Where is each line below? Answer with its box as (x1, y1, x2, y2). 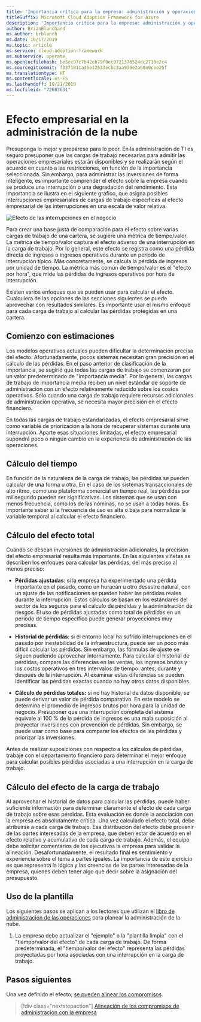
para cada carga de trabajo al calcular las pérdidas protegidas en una (6, 307, 178, 315)
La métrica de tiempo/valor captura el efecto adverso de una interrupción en (6, 238, 195, 246)
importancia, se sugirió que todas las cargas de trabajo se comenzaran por (6, 366, 191, 373)
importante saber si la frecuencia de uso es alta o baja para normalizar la (6, 507, 186, 514)
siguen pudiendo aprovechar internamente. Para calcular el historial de (14, 652, 190, 659)
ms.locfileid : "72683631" (6, 87, 71, 93)
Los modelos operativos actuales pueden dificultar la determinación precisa (6, 347, 193, 354)
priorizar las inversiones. (14, 734, 76, 741)
